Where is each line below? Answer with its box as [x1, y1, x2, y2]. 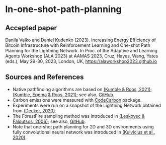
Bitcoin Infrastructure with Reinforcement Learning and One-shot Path [5, 42, 151, 48]
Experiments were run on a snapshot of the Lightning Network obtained [12, 102, 161, 108]
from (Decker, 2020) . [12, 107, 56, 114]
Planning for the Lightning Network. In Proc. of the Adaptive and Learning [5, 48, 157, 53]
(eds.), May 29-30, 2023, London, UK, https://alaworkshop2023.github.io [5, 58, 157, 64]
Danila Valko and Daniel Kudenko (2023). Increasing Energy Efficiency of [5, 37, 156, 43]
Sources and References [5, 73, 84, 82]
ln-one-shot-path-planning [5, 4, 122, 15]
